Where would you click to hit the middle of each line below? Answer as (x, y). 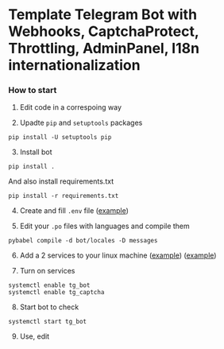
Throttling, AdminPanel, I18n (104, 48)
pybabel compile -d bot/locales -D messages (83, 241)
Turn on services (47, 271)
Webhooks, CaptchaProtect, (104, 31)
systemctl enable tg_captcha (56, 293)
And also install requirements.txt (61, 181)
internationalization (74, 66)
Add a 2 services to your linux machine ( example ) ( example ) (118, 255)
